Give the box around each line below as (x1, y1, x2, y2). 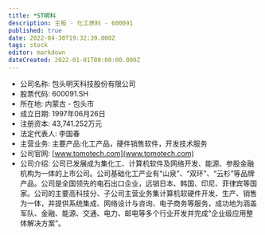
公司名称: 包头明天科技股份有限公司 (19, 79, 136, 88)
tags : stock (8, 41, 48, 49)
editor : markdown (8, 49, 66, 57)
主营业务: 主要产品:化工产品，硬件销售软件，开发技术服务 (19, 139, 208, 148)
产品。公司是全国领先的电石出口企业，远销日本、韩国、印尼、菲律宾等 (19, 178, 251, 188)
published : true (8, 26, 62, 34)
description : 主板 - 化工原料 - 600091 (8, 19, 134, 27)
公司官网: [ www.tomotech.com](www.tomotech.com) (19, 148, 195, 158)
